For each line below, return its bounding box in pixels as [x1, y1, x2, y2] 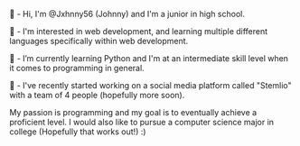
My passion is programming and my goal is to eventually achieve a [9, 107, 258, 117]
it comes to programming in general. [9, 63, 145, 73]
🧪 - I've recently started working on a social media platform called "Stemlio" [9, 80, 292, 90]
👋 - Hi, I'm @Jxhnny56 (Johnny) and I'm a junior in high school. [9, 9, 246, 19]
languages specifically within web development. [9, 36, 189, 46]
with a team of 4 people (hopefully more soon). [9, 90, 185, 100]
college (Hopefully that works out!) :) [9, 126, 146, 137]
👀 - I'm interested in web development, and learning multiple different [9, 26, 268, 36]
